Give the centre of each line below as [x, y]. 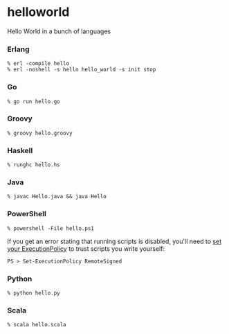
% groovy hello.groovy [40, 133]
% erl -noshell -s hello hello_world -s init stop [82, 70]
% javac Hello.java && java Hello [57, 197]
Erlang [18, 49]
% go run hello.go [34, 101]
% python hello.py [34, 293]
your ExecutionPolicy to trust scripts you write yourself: [86, 248]
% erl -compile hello [38, 64]
